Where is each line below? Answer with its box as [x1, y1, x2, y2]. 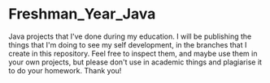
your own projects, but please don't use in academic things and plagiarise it [8, 57, 263, 67]
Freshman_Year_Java [8, 5, 156, 23]
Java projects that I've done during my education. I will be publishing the [8, 31, 252, 41]
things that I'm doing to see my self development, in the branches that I [8, 39, 247, 49]
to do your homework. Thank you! [8, 65, 122, 75]
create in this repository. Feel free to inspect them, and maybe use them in [8, 48, 258, 58]
